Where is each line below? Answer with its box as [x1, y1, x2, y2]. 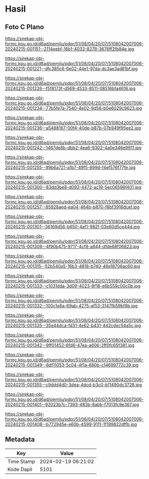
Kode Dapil [7, 466, 33, 473]
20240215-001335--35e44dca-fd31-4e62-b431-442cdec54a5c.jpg [5, 322, 141, 328]
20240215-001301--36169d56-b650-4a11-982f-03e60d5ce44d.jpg [5, 224, 140, 230]
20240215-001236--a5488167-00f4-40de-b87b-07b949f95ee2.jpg [5, 125, 141, 131]
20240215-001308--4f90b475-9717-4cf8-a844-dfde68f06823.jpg [5, 244, 139, 249]
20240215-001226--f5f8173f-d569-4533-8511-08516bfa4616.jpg [5, 86, 136, 91]
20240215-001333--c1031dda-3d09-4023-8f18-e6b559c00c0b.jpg [5, 283, 141, 289]
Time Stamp [7, 458, 35, 465]
